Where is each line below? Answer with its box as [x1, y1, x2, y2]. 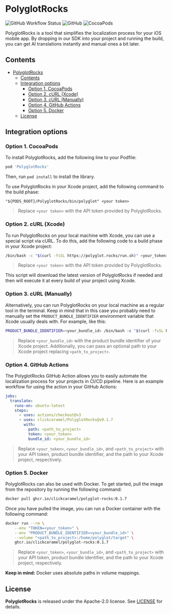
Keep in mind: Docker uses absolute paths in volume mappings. [5, 570, 141, 576]
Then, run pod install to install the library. [5, 173, 95, 180]
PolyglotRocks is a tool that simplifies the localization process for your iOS [5, 30, 162, 36]
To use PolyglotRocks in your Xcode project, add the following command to [5, 184, 164, 190]
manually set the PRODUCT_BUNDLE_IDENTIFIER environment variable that [5, 313, 154, 319]
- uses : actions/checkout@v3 [18, 412, 81, 418]
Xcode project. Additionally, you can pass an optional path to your [17, 343, 157, 349]
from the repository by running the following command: [5, 487, 122, 492]
